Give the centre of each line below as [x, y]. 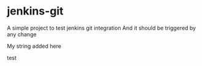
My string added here [34, 46]
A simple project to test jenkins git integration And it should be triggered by [102, 28]
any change [22, 34]
